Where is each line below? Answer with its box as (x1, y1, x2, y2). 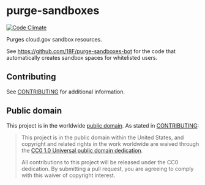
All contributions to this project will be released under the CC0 (21, 158, 179, 165)
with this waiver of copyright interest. (21, 172, 116, 179)
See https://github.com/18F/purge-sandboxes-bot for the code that (6, 47, 176, 55)
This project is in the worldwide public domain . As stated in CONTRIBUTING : (6, 122, 199, 129)
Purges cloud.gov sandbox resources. (6, 35, 102, 43)
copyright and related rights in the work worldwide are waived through (21, 140, 199, 147)
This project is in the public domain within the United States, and (21, 134, 184, 141)
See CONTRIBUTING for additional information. (6, 88, 125, 95)
